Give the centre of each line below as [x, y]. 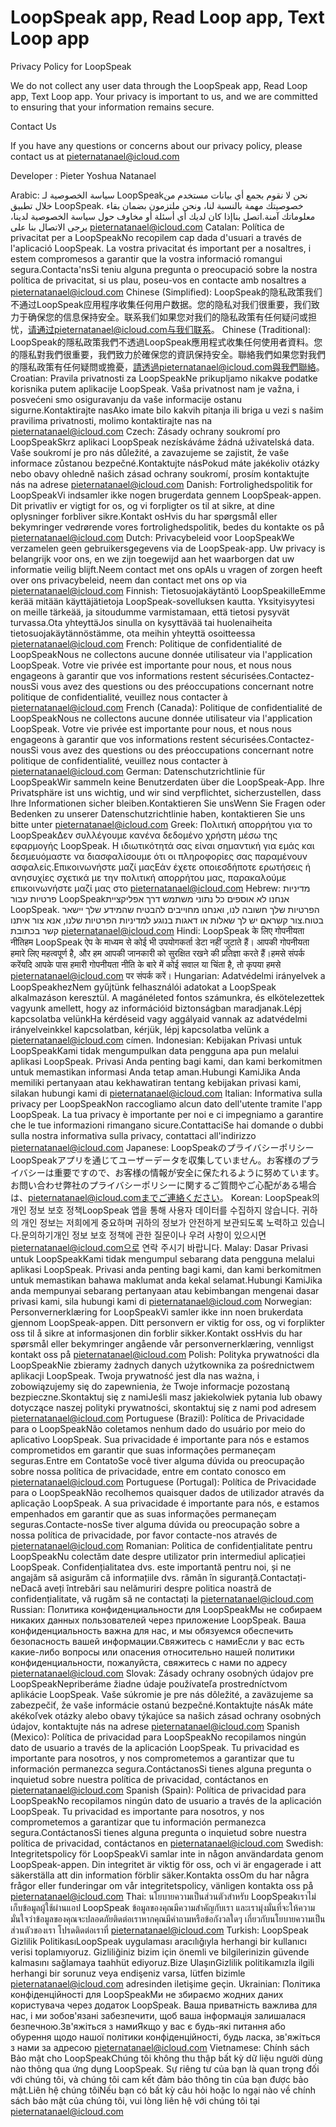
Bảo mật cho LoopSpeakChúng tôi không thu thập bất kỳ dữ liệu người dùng [166, 2058]
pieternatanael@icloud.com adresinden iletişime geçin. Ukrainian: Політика [165, 1983]
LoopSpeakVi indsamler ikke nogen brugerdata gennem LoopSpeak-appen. [166, 495]
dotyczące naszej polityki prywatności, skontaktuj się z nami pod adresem [163, 1407]
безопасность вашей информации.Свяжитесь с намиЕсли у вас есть [157, 1641]
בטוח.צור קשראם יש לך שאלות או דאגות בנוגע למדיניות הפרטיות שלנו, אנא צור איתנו [167, 920]
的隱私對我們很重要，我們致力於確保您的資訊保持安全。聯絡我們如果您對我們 [168, 354]
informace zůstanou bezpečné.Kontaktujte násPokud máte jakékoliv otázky [165, 463]
